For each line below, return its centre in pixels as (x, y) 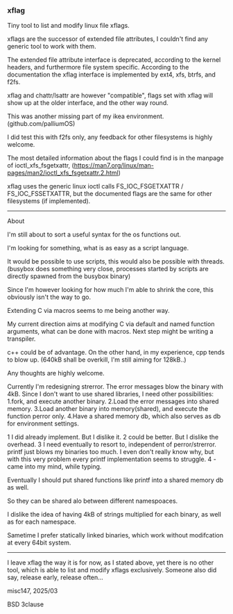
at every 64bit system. (39, 543)
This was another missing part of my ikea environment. (86, 116)
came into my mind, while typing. (54, 467)
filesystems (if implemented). (49, 201)
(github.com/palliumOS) (41, 124)
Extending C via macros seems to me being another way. (88, 311)
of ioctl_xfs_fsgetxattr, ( (41, 165)
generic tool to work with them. (52, 47)
